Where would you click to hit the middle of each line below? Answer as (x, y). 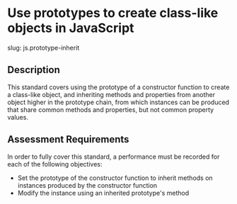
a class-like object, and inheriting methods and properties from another (111, 94)
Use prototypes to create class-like (113, 13)
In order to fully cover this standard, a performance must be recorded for (114, 157)
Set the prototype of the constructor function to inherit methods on (115, 178)
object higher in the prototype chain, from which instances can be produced (118, 102)
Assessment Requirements (68, 140)
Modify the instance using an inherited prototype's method (103, 193)
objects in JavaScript (71, 28)
